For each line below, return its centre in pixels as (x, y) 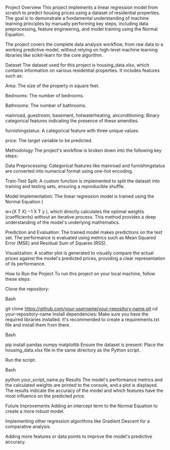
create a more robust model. (35, 411)
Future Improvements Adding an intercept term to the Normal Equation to (82, 406)
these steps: (18, 279)
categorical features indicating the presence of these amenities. (72, 121)
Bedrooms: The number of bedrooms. (45, 96)
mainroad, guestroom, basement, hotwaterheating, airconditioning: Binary (82, 115)
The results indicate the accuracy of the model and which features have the (84, 390)
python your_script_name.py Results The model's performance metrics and (84, 380)
